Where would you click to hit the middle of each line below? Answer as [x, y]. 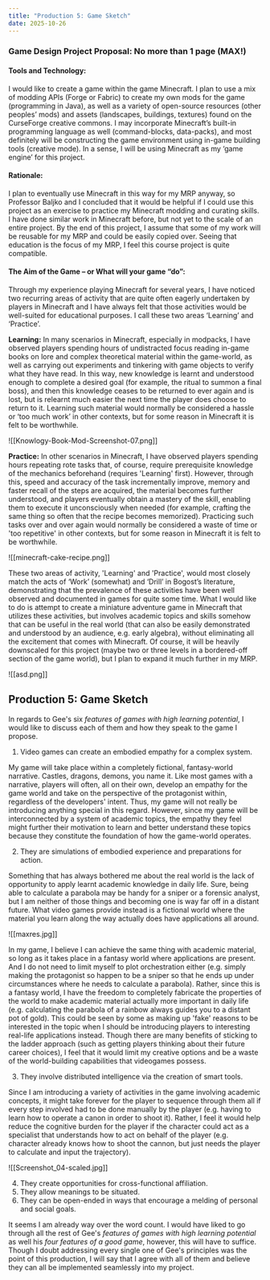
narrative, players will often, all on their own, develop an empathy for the [128, 784]
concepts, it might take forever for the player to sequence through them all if [135, 1100]
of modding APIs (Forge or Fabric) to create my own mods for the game [127, 97]
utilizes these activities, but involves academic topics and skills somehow [130, 616]
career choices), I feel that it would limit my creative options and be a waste [133, 1052]
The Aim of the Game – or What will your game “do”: [97, 271]
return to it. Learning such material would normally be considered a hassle [131, 408]
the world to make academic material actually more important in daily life [129, 1000]
